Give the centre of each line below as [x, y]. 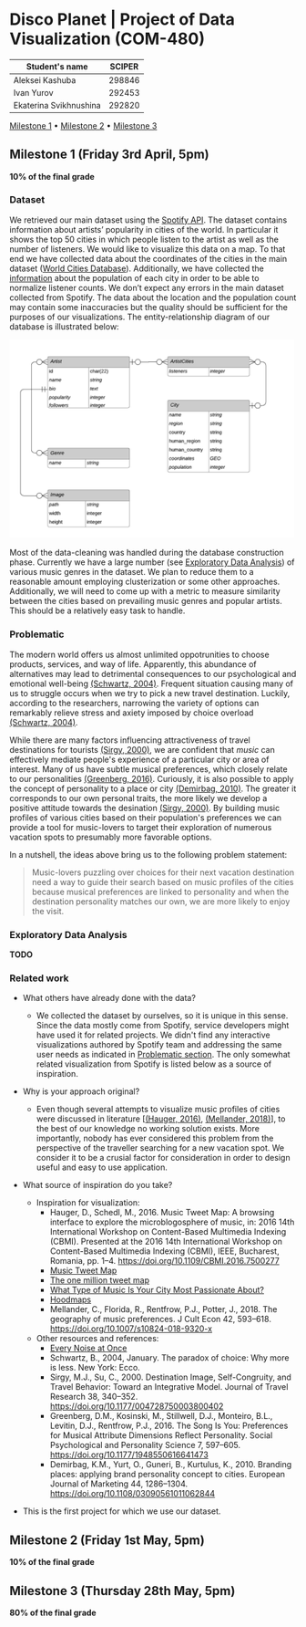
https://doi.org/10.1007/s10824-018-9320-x [131, 1329]
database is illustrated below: [65, 326]
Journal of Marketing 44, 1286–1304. [119, 1484]
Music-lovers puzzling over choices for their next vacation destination [163, 872]
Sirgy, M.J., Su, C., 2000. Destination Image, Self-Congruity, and [170, 1377]
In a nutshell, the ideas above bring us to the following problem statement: [148, 854]
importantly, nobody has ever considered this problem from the [155, 1138]
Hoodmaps [71, 1299]
